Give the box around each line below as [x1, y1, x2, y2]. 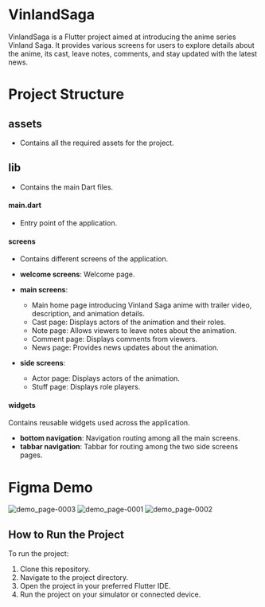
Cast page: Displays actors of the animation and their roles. [31, 317, 227, 327]
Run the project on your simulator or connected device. [19, 589, 201, 599]
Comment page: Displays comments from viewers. [31, 335, 197, 344]
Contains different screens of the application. [19, 254, 169, 264]
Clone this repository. [19, 564, 91, 574]
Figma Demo [8, 478, 93, 496]
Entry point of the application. [19, 217, 118, 228]
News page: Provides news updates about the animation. [31, 343, 219, 352]
